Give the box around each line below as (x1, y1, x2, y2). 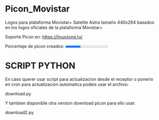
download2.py (5, 109, 34, 115)
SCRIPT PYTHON (5, 60, 76, 71)
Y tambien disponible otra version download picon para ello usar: (5, 100, 136, 106)
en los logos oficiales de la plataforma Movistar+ (5, 24, 103, 30)
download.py (5, 90, 31, 96)
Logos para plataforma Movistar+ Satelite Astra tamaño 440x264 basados (5, 19, 155, 25)
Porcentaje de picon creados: (5, 43, 64, 49)
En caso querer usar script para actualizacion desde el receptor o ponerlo (5, 76, 154, 82)
